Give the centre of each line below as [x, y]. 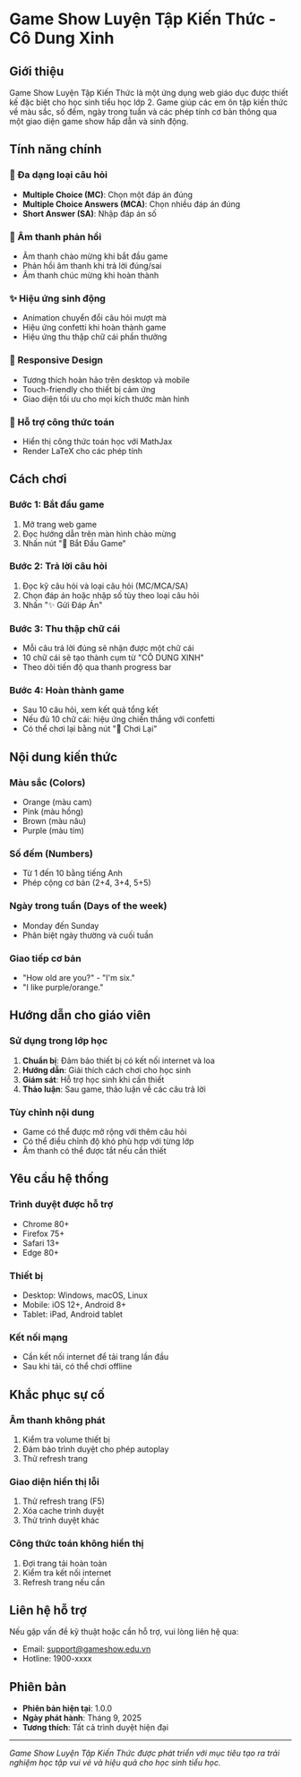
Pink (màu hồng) [53, 811]
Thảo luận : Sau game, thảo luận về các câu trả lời [114, 1089]
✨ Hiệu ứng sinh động [57, 298]
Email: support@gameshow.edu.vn [86, 1649]
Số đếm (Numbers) [52, 854]
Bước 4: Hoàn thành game [67, 691]
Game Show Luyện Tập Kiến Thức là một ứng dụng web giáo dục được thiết [149, 93]
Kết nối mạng [39, 1337]
